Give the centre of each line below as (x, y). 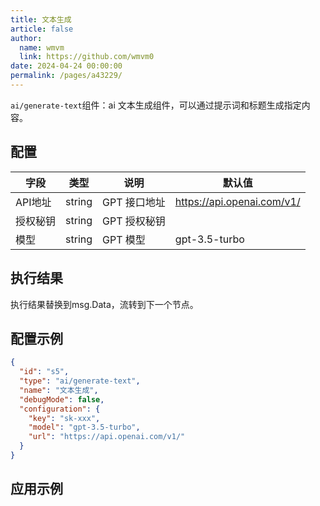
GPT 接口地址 (134, 202)
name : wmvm (42, 47)
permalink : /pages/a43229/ (66, 76)
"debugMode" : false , (62, 399)
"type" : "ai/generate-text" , (80, 381)
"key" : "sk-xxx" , (64, 418)
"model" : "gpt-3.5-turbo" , (84, 427)
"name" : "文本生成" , (59, 390)
